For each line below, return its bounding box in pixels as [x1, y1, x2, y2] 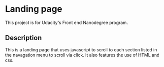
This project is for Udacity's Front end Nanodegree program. [5, 20, 128, 25]
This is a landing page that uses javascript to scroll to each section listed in [5, 46, 158, 52]
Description [5, 34, 42, 42]
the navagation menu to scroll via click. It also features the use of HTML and [5, 52, 160, 58]
